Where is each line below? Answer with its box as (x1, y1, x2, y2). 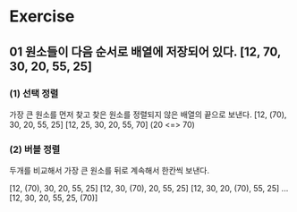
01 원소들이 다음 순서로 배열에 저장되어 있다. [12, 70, (9, 44, 282, 59)
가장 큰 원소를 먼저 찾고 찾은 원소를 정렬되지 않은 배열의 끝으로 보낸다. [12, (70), (9, 109, 287, 120)
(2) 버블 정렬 (9, 143, 61, 156)
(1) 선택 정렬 (9, 87, 59, 99)
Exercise (9, 6, 75, 27)
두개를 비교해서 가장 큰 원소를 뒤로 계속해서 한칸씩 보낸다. (9, 165, 210, 176)
